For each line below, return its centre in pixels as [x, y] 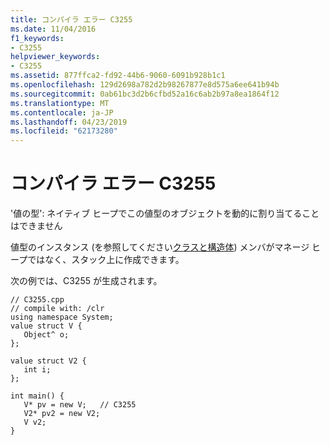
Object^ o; [46, 335]
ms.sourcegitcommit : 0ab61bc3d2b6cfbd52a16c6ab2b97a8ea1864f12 [145, 94]
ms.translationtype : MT [60, 103]
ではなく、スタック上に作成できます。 [106, 260]
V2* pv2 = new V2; [62, 414]
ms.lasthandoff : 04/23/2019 [69, 122]
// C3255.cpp [37, 300]
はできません [36, 226]
